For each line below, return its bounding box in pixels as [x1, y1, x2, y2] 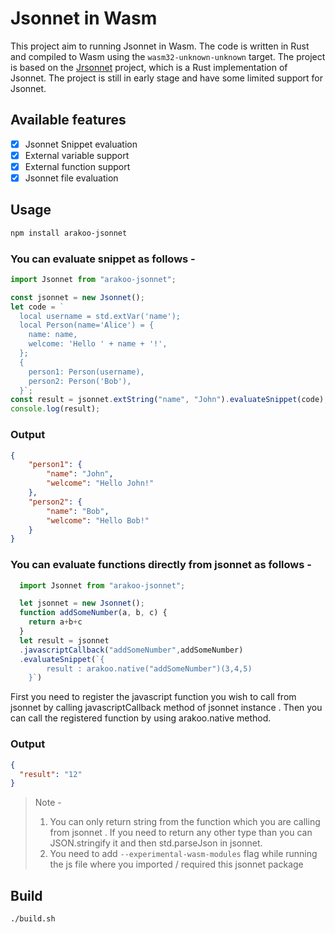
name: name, [28, 330, 78, 340]
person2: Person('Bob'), [28, 376, 132, 386]
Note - [34, 797, 62, 809]
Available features [10, 112, 127, 129]
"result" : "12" [19, 769, 83, 779]
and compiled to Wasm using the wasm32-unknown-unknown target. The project [10, 50, 326, 62]
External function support [24, 160, 131, 172]
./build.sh [10, 914, 56, 924]
